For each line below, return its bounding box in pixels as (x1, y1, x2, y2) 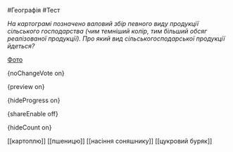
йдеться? (7, 42, 35, 50)
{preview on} (7, 83, 45, 90)
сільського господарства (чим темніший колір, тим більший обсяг (7, 27, 208, 35)
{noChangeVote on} (7, 69, 65, 77)
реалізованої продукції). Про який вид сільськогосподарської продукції (7, 34, 225, 43)
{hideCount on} (7, 123, 52, 132)
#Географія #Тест (7, 6, 61, 14)
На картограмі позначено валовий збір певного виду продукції (7, 20, 199, 27)
